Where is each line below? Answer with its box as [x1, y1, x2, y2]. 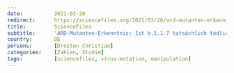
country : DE [7, 36, 61, 43]
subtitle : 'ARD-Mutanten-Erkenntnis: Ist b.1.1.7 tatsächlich [7, 29, 208, 37]
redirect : [7, 17, 36, 24]
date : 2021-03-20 [7, 10, 86, 17]
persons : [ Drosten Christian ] [7, 42, 114, 49]
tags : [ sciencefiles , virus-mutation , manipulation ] [7, 56, 192, 63]
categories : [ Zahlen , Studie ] [7, 49, 104, 56]
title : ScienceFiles [7, 23, 92, 30]
